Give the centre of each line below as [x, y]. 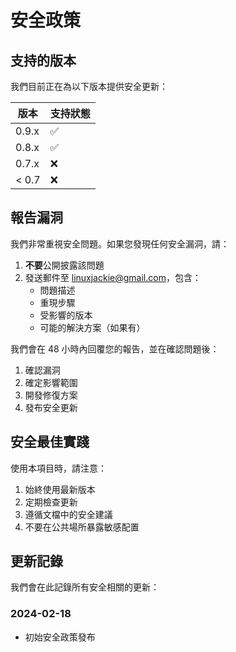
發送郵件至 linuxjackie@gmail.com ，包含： [113, 277]
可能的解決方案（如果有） [92, 327]
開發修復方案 [51, 395]
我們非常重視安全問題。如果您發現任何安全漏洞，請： [120, 243]
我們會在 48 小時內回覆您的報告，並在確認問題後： [115, 348]
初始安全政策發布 [60, 637]
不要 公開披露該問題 [64, 265]
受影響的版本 [66, 315]
